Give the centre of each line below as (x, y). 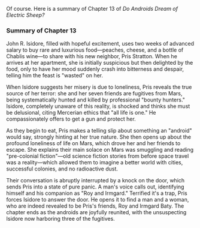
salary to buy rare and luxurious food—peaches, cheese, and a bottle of (95, 50)
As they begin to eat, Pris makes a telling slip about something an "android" (99, 131)
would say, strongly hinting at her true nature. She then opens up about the (99, 137)
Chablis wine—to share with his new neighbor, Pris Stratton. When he (92, 56)
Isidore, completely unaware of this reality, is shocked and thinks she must (98, 106)
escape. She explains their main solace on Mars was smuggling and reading (100, 150)
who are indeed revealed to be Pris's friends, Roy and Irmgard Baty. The (95, 206)
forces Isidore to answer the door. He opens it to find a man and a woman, (98, 200)
